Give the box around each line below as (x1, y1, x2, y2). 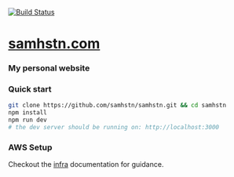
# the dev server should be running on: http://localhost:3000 (8, 124, 220, 132)
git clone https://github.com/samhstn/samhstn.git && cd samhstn (8, 102, 226, 110)
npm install (8, 109, 47, 117)
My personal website (8, 63, 90, 74)
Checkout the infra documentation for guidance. (8, 160, 164, 169)
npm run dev (8, 116, 47, 125)
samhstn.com (8, 35, 101, 52)
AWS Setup (8, 142, 53, 153)
